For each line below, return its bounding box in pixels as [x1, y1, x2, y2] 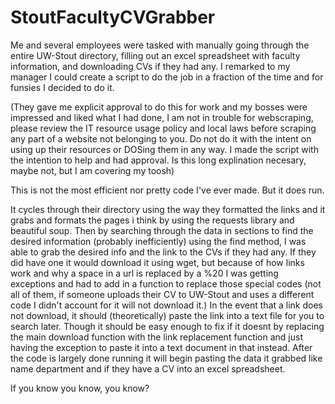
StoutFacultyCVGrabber [10, 6, 216, 29]
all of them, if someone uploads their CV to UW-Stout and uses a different [10, 288, 315, 300]
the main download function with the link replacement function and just [10, 331, 303, 343]
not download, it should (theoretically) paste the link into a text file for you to [10, 309, 325, 321]
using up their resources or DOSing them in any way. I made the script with [10, 143, 319, 155]
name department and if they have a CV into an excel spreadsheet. [10, 362, 286, 375]
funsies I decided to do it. [10, 81, 115, 93]
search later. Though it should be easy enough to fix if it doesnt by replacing [10, 320, 325, 332]
